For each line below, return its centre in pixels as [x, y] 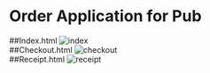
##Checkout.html [41, 49]
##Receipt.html [37, 59]
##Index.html [33, 40]
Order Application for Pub [105, 16]
